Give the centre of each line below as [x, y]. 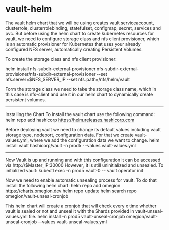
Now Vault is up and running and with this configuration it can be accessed [83, 160]
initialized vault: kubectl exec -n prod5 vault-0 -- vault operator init [74, 170]
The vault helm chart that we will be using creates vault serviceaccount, [80, 23]
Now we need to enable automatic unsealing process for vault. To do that [81, 180]
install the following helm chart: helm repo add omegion [63, 185]
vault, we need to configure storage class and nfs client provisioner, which [82, 39]
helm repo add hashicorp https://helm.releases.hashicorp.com [70, 120]
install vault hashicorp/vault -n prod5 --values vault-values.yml [70, 145]
